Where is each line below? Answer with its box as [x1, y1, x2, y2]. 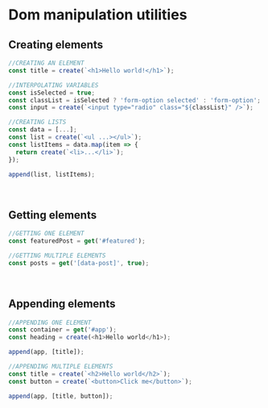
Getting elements [8, 208, 97, 222]
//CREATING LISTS [8, 119, 67, 127]
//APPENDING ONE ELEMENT [8, 318, 92, 327]
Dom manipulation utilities [8, 6, 188, 24]
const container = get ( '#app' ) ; [8, 326, 117, 334]
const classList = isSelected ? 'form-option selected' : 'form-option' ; [8, 96, 262, 104]
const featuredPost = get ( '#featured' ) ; [8, 237, 146, 245]
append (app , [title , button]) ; [8, 392, 113, 400]
